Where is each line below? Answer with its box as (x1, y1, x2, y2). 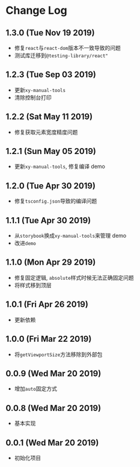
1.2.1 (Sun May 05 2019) (5, 146, 97, 156)
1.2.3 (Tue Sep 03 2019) (5, 70, 97, 80)
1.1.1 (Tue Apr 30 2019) (5, 215, 91, 226)
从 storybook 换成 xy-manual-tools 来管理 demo (14, 232, 127, 240)
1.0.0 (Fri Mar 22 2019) (5, 334, 92, 344)
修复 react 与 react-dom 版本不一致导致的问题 (14, 45, 121, 51)
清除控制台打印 (14, 94, 52, 101)
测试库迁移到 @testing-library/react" (14, 52, 109, 59)
